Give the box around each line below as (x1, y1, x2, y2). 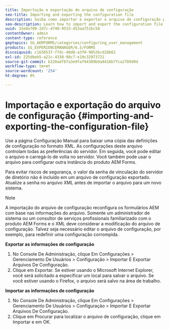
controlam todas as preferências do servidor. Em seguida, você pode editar (5, 148, 161, 154)
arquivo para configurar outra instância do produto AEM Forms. (5, 159, 137, 165)
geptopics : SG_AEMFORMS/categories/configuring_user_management (5, 40, 143, 45)
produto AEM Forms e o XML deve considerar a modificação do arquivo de (5, 220, 160, 226)
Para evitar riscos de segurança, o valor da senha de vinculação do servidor (5, 169, 163, 175)
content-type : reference (5, 36, 57, 41)
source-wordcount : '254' (5, 69, 57, 74)
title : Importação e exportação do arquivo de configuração (5, 7, 134, 13)
